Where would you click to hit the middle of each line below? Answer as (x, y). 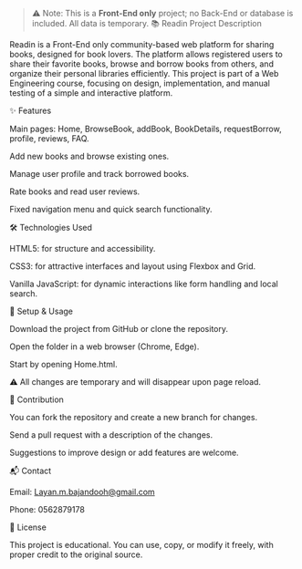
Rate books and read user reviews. (75, 191)
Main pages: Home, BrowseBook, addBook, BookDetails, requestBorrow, (146, 129)
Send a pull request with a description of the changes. (111, 435)
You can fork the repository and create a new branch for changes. (134, 417)
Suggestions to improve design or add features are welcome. (124, 452)
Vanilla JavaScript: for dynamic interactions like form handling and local (144, 284)
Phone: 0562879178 (47, 509)
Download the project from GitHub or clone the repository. (119, 329)
